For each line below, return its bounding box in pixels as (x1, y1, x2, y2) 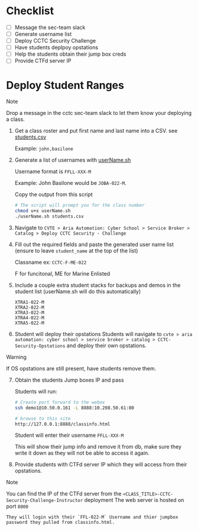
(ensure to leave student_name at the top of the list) (14, 247, 138, 254)
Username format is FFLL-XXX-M (14, 168, 92, 175)
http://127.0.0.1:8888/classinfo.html (14, 421, 111, 427)
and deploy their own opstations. (66, 342, 147, 349)
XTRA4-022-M (14, 315, 44, 321)
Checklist (6, 4, 54, 18)
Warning (6, 353, 27, 360)
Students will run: (14, 388, 57, 395)
